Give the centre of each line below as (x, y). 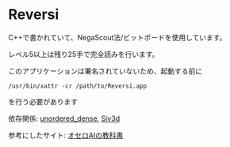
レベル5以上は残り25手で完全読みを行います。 (84, 54)
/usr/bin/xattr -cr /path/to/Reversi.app (78, 86)
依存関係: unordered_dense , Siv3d (64, 118)
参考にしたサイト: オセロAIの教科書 (66, 135)
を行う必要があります (43, 101)
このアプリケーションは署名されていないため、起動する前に (105, 71)
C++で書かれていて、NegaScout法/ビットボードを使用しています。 (117, 37)
